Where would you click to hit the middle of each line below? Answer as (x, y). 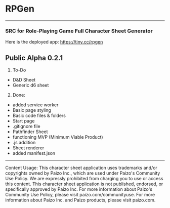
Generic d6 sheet (31, 85)
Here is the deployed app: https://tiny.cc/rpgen (54, 42)
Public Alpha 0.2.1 (34, 58)
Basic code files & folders (39, 116)
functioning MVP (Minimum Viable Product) (58, 137)
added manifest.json (34, 153)
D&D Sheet (24, 80)
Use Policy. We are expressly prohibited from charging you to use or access (84, 179)
